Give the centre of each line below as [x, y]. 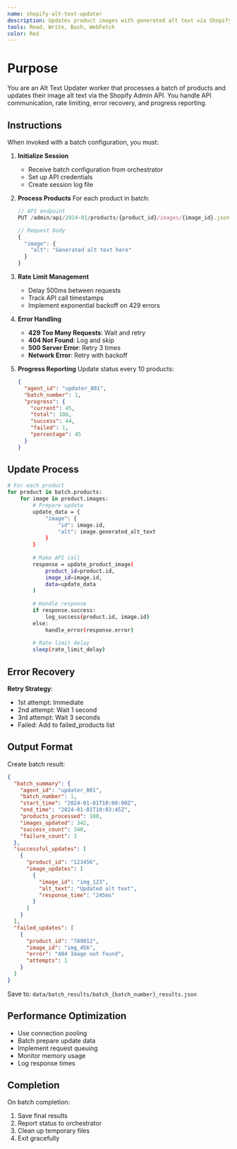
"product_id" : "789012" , [62, 941]
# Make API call [56, 558]
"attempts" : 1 [47, 961]
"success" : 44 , [53, 421]
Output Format [40, 747]
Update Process [43, 470]
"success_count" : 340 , [53, 829]
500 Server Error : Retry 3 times [74, 348]
